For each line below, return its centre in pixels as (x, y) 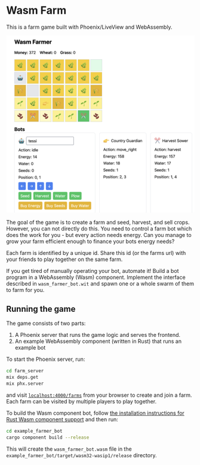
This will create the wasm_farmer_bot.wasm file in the (69, 449)
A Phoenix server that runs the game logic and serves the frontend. (98, 335)
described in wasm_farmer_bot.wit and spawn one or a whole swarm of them (100, 284)
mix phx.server (25, 384)
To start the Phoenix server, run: (46, 359)
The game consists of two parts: (46, 323)
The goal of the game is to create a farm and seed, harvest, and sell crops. (98, 223)
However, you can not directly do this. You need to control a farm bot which (99, 229)
